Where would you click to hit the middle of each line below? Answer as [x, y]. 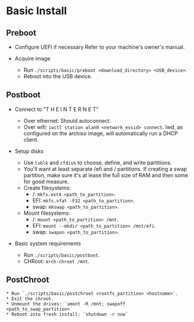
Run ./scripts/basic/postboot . [62, 255]
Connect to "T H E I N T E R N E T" [56, 109]
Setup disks [29, 151]
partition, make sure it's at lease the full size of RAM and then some [106, 175]
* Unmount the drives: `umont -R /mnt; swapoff [66, 304]
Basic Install [36, 11]
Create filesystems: [47, 187]
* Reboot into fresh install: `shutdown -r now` [67, 314]
